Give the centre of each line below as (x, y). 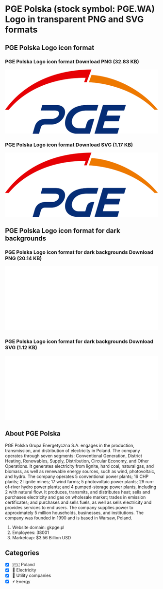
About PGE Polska (33, 434)
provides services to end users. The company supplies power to (69, 507)
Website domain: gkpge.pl (38, 527)
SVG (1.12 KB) (21, 348)
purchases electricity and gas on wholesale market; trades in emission (75, 497)
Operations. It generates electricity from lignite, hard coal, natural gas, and (80, 466)
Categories (22, 553)
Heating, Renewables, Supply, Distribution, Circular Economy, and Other (77, 461)
